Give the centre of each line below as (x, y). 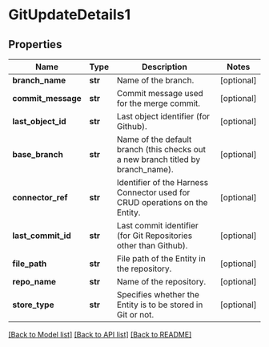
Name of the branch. (155, 80)
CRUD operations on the (162, 202)
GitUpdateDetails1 (70, 15)
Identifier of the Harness (163, 182)
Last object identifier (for (163, 116)
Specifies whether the (158, 295)
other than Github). (152, 246)
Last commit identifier (157, 226)
